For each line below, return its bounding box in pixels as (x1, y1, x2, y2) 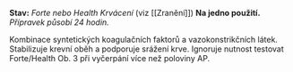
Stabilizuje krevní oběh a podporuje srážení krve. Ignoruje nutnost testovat (9, 44, 284, 54)
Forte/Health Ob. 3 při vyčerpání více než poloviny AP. (9, 53, 211, 63)
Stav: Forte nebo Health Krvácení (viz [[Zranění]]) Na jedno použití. (9, 8, 261, 18)
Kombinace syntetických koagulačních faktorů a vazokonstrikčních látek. (9, 35, 278, 44)
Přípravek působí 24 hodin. (9, 17, 109, 28)
